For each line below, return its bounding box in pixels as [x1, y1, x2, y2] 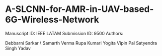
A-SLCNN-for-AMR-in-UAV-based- [5, 3, 154, 15]
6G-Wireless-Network [5, 14, 99, 25]
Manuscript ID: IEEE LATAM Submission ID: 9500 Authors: [5, 30, 124, 36]
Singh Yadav [5, 45, 31, 51]
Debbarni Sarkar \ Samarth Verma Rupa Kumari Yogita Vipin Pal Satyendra [5, 40, 158, 46]
